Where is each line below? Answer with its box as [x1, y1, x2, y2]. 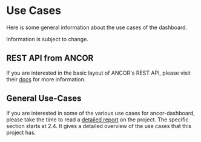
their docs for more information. [6, 75, 86, 83]
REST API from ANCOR [6, 53, 94, 64]
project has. [6, 129, 36, 136]
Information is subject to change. [6, 35, 89, 42]
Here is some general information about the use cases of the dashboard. [6, 24, 188, 31]
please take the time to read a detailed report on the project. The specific [6, 116, 189, 123]
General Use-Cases [6, 93, 82, 104]
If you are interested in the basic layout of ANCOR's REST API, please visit [6, 69, 191, 76]
